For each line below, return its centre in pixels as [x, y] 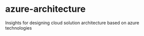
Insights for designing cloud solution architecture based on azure [72, 23]
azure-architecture [45, 9]
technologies [18, 28]
